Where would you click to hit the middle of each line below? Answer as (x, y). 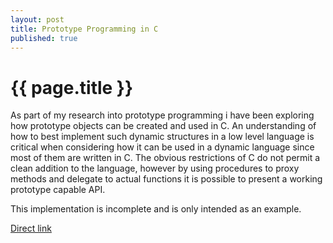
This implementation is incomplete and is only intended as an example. (156, 209)
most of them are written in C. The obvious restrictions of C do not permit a (165, 158)
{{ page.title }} (72, 87)
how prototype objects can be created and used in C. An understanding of (163, 126)
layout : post (37, 19)
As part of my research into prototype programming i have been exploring (162, 115)
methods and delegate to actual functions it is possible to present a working (166, 179)
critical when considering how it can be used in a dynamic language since (162, 147)
